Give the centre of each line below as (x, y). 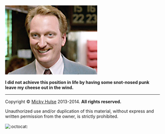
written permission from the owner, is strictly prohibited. (62, 116)
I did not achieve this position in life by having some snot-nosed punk (77, 82)
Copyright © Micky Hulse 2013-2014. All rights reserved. (63, 102)
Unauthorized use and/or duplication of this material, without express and (80, 111)
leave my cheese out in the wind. (39, 87)
